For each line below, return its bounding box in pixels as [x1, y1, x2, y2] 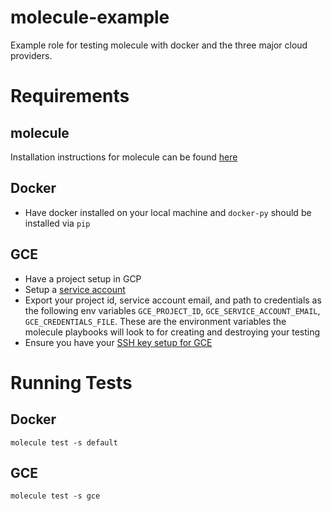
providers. [10, 49, 53, 61]
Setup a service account [24, 283, 126, 295]
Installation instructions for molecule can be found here [10, 151, 238, 163]
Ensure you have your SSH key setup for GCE [24, 336, 213, 348]
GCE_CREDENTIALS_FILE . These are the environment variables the [24, 315, 287, 327]
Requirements [10, 85, 130, 108]
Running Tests [10, 371, 133, 394]
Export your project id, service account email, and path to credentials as [24, 294, 322, 306]
